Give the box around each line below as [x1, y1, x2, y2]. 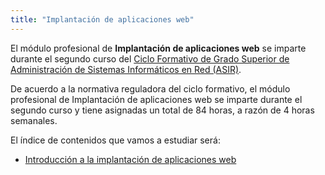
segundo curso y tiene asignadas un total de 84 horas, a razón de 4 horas [10, 104, 315, 116]
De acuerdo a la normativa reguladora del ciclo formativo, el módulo [10, 82, 291, 95]
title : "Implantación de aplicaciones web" [10, 14, 195, 25]
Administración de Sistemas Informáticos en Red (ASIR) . [10, 63, 242, 75]
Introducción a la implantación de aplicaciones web [24, 153, 237, 165]
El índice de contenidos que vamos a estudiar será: [10, 134, 221, 146]
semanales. [10, 114, 58, 126]
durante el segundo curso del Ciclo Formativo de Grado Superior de [10, 52, 290, 65]
